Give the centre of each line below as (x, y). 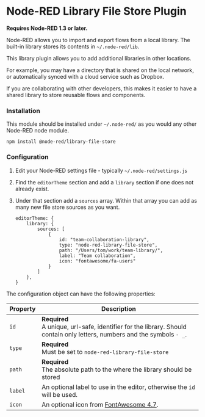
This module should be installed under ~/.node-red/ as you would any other (102, 124)
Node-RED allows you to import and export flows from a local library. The (98, 40)
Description (119, 308)
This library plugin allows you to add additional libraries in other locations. (99, 58)
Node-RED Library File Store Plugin (97, 11)
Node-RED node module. (38, 131)
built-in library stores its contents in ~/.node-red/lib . (73, 46)
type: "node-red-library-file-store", (108, 245)
